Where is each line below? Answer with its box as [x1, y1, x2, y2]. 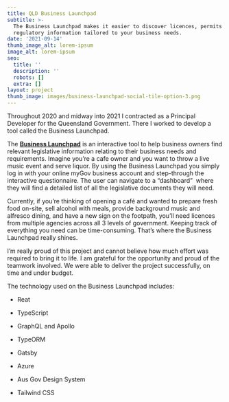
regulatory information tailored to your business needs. [13, 29, 183, 36]
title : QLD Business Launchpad [7, 10, 97, 17]
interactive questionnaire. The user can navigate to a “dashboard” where [7, 177, 214, 184]
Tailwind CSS [16, 389, 55, 397]
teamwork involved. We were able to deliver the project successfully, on [7, 262, 210, 269]
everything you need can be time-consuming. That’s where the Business [7, 226, 213, 234]
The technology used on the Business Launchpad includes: [7, 282, 175, 290]
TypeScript [16, 309, 49, 317]
